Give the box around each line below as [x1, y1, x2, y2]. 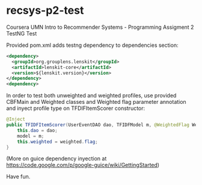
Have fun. [6, 173, 31, 180]
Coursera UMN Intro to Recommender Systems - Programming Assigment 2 [6, 23, 194, 31]
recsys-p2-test [6, 4, 84, 17]
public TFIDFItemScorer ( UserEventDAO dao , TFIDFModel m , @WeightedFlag [6, 122, 189, 128]
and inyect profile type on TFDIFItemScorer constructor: [6, 105, 145, 112]
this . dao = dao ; [17, 127, 58, 133]
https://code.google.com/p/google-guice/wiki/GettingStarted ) [6, 162, 160, 169]
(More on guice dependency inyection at [6, 155, 107, 162]
